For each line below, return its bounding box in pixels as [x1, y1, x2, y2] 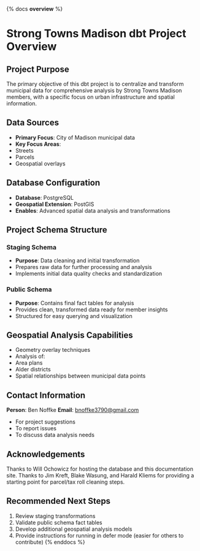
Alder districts [15, 366, 51, 373]
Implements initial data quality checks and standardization [15, 270, 163, 278]
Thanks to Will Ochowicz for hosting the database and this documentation [6, 465, 194, 473]
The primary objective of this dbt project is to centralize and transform [6, 80, 184, 88]
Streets [15, 146, 34, 154]
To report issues [15, 425, 57, 432]
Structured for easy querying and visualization [15, 312, 133, 319]
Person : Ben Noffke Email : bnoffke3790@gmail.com [6, 406, 139, 414]
